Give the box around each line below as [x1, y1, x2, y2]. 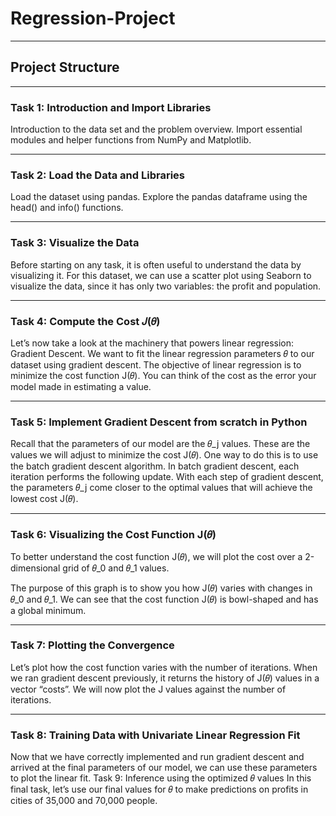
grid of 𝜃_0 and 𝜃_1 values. [62, 562, 170, 574]
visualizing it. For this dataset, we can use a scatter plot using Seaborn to [10, 269, 312, 281]
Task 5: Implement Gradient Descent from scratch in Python [10, 415, 308, 429]
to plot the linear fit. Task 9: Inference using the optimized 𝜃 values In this [10, 772, 312, 784]
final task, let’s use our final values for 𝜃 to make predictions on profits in [10, 783, 309, 796]
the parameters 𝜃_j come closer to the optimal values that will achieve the [10, 482, 313, 494]
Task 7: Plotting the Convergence [10, 638, 175, 652]
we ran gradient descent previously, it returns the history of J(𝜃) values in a [10, 672, 320, 684]
